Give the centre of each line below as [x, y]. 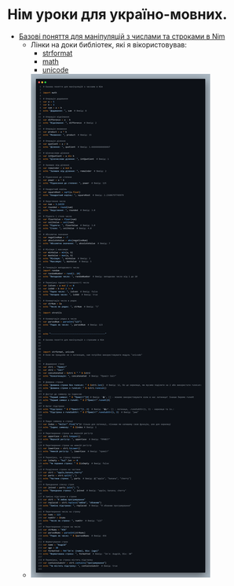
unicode [55, 69]
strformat [57, 53]
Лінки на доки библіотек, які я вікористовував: [109, 44]
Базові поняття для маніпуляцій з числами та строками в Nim [122, 36]
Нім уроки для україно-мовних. [117, 15]
